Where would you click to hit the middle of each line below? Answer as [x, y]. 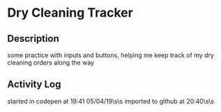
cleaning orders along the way [51, 63]
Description [33, 39]
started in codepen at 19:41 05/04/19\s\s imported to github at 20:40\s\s [111, 101]
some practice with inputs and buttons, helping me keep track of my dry [111, 55]
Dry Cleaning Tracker [70, 13]
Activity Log [34, 85]
